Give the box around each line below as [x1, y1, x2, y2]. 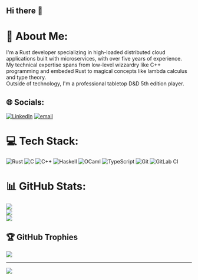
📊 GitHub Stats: [6, 180, 87, 193]
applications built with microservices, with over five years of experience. [6, 55, 183, 62]
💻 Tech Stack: [6, 135, 79, 148]
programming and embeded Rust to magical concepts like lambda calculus [6, 68, 187, 75]
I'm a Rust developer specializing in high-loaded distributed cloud [6, 49, 166, 56]
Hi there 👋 [6, 6, 43, 16]
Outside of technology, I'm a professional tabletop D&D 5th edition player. [6, 80, 184, 87]
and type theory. [6, 74, 47, 81]
